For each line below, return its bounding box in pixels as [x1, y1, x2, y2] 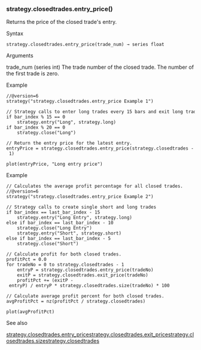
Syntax [6, 30, 24, 37]
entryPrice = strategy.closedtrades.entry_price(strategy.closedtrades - [6, 145, 194, 151]
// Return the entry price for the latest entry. [6, 140, 133, 147]
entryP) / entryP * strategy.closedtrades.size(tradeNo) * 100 [8, 283, 170, 289]
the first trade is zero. [6, 70, 59, 77]
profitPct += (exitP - [17, 278, 74, 284]
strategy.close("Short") [17, 241, 79, 247]
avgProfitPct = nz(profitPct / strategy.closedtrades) [6, 299, 146, 305]
